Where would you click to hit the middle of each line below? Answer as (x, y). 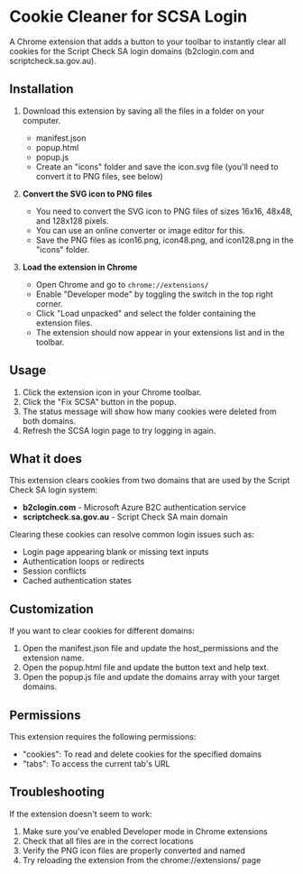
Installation (41, 89)
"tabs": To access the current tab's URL (96, 764)
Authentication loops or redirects (83, 562)
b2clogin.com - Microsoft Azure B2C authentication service (134, 508)
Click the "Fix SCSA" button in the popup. (99, 401)
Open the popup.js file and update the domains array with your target (151, 677)
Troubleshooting (57, 792)
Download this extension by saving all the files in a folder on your (143, 111)
